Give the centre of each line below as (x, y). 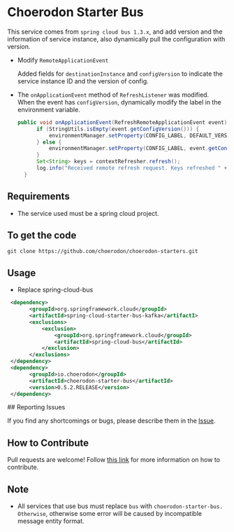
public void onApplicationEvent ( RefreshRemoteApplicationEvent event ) (122, 122)
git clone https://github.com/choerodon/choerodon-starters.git (103, 252)
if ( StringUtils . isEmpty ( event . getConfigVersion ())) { (118, 129)
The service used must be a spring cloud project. (88, 213)
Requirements (38, 197)
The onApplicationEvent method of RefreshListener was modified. (113, 95)
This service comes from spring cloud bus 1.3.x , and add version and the (115, 32)
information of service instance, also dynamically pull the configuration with (116, 39)
